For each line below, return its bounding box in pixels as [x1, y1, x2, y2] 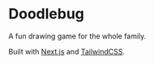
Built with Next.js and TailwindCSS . [8, 46, 126, 56]
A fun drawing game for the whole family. [8, 31, 147, 41]
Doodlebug [8, 5, 85, 23]
